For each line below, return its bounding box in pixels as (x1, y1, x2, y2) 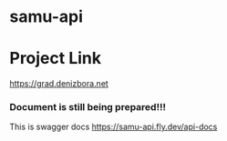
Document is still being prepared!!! (9, 101, 167, 114)
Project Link (9, 48, 102, 69)
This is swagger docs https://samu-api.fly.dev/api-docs (9, 121, 218, 133)
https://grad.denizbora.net (9, 78, 109, 89)
